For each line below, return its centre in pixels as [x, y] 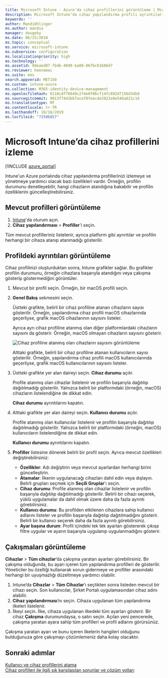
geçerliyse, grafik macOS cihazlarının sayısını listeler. [67, 318]
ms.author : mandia [24, 29]
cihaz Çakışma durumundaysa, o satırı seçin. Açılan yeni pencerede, [83, 617]
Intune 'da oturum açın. [35, 220]
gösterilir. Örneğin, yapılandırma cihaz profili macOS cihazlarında [79, 313]
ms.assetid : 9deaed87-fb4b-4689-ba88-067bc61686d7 [59, 66]
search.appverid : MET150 [31, 80]
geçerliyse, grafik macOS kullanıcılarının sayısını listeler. [70, 363]
